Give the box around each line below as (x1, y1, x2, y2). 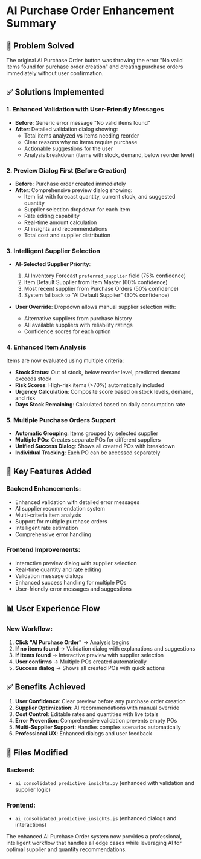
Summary (6, 16, 56, 30)
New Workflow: (6, 625, 53, 633)
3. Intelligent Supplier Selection (6, 247, 101, 255)
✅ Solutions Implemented (6, 87, 104, 98)
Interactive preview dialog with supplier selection (14, 559, 137, 566)
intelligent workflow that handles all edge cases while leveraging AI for (6, 840, 182, 847)
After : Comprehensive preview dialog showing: (14, 186, 133, 194)
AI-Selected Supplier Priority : (14, 260, 91, 268)
